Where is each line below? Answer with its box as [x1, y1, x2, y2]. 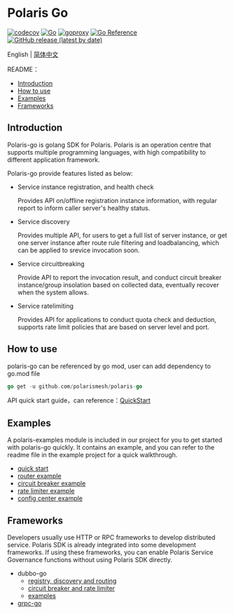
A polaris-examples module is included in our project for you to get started [7, 436, 223, 444]
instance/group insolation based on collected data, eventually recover [17, 280, 219, 289]
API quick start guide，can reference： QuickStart [7, 396, 151, 405]
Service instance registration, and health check [17, 183, 154, 191]
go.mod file [7, 369, 41, 377]
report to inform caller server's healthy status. [17, 204, 151, 212]
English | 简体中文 [7, 50, 59, 58]
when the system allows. [17, 288, 89, 296]
